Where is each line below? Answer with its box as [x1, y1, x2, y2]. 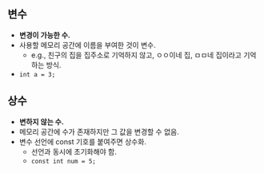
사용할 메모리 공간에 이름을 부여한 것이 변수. [18, 40, 157, 49]
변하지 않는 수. [18, 116, 65, 126]
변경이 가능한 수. [18, 30, 71, 40]
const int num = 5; [30, 157, 97, 165]
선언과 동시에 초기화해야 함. [30, 147, 117, 156]
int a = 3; [18, 70, 56, 78]
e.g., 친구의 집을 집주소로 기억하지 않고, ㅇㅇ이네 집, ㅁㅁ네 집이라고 [30, 50, 242, 60]
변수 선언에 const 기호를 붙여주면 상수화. [18, 136, 147, 146]
